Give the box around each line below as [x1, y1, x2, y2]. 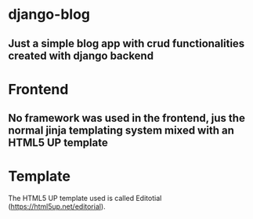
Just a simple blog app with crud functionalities [8, 37, 245, 50]
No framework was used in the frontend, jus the [8, 111, 245, 125]
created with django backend [8, 49, 154, 62]
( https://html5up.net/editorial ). [8, 202, 106, 211]
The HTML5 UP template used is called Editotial [8, 194, 162, 203]
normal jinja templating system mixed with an [8, 124, 235, 137]
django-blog [8, 5, 90, 24]
